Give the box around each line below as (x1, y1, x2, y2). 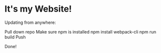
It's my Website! (4, 3, 72, 15)
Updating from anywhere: (4, 19, 56, 25)
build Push (4, 34, 26, 40)
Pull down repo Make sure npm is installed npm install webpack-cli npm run (4, 29, 157, 35)
